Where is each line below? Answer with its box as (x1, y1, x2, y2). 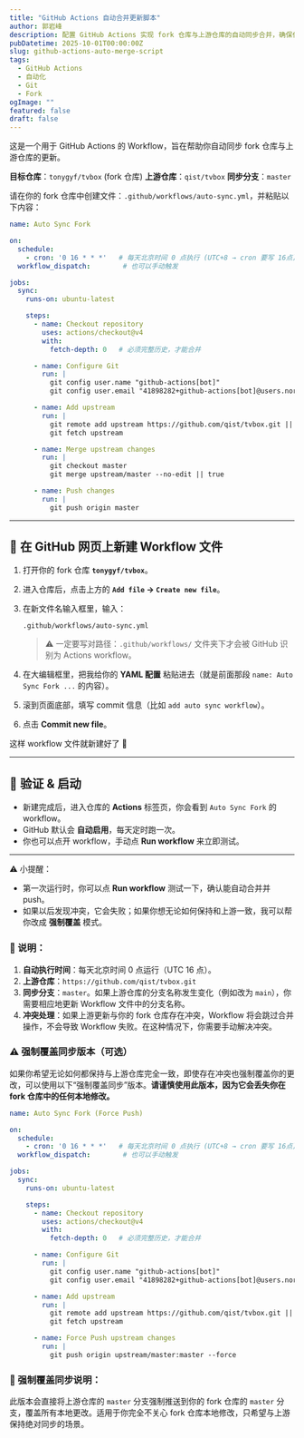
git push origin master (49, 503, 140, 513)
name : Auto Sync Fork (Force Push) (9, 1109, 144, 1118)
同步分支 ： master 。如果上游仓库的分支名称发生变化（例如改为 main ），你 (22, 986, 292, 998)
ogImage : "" (9, 97, 54, 107)
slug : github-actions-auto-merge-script (9, 47, 165, 56)
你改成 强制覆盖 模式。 (22, 917, 107, 928)
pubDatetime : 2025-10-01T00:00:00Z (9, 38, 144, 48)
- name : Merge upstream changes (33, 445, 156, 454)
